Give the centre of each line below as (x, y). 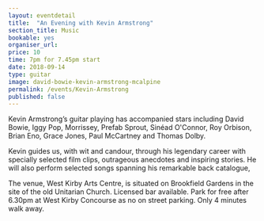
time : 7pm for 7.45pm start (55, 60)
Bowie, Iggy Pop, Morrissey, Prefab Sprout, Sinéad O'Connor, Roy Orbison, (130, 128)
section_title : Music (44, 30)
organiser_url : (33, 45)
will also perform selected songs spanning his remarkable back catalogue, (129, 168)
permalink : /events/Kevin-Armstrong (68, 89)
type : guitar (30, 74)
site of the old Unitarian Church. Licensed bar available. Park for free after (128, 192)
